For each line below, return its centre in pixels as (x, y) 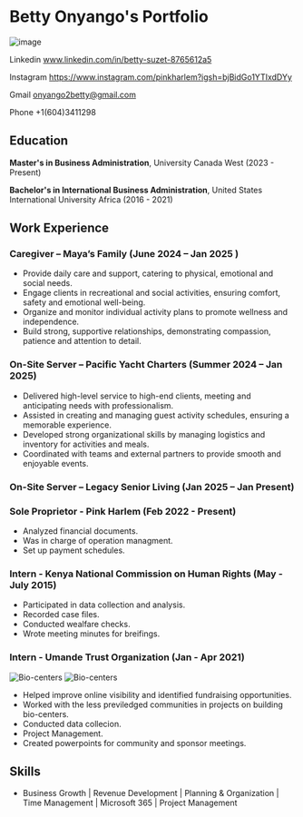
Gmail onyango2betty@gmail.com (73, 94)
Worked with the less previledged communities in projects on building (153, 704)
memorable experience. (67, 425)
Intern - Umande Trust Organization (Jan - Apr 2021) (127, 657)
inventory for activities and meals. (86, 444)
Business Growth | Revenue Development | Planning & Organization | (151, 793)
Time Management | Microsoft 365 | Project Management (130, 803)
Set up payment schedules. (73, 550)
